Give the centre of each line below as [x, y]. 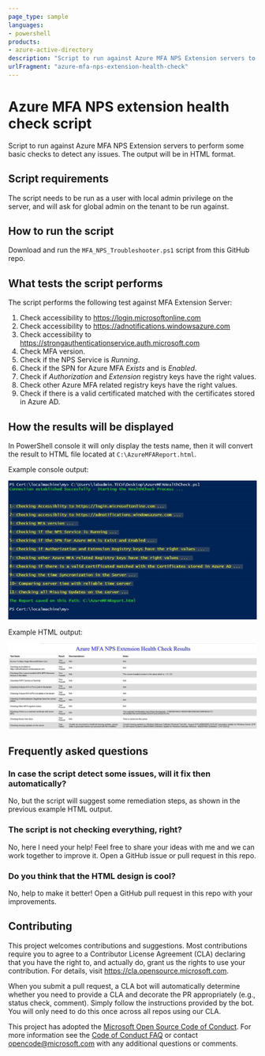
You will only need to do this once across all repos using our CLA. [115, 1011]
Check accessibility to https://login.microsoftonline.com [110, 318]
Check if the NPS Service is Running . [80, 360]
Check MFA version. [52, 351]
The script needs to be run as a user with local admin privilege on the [121, 198]
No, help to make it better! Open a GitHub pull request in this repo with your [131, 893]
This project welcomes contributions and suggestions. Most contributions [128, 945]
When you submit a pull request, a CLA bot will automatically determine [124, 986]
